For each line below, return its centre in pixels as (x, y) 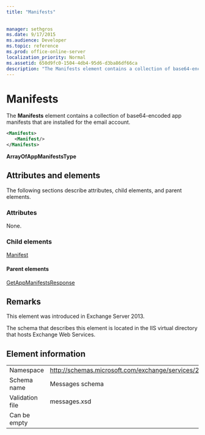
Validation (23, 398)
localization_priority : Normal (46, 57)
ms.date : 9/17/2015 (31, 35)
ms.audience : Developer (37, 40)
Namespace (27, 370)
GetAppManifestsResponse (41, 282)
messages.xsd (70, 401)
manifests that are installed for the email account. (68, 122)
